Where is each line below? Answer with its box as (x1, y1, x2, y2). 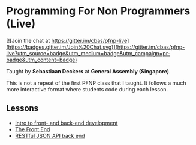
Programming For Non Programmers (6, 4, 191, 18)
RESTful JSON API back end (14, 132, 85, 139)
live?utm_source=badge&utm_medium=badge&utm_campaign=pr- (6, 49, 171, 57)
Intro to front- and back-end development (14, 119, 118, 126)
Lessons (6, 103, 39, 114)
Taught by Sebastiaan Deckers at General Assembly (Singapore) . (6, 67, 171, 75)
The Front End (14, 125, 50, 133)
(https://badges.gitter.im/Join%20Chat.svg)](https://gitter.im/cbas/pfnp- (6, 43, 185, 51)
